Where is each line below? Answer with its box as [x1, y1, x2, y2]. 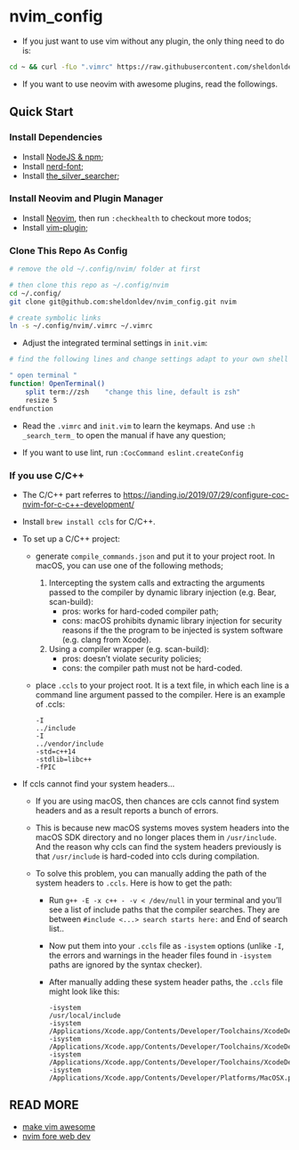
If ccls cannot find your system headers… [21, 778, 175, 789]
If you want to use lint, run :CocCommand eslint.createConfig [21, 447, 244, 458]
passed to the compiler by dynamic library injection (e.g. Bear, [48, 586, 277, 598]
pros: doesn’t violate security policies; [61, 653, 202, 664]
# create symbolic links [9, 314, 101, 322]
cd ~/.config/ [9, 289, 62, 298]
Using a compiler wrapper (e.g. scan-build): [48, 643, 209, 654]
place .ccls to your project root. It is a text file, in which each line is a [35, 680, 289, 690]
